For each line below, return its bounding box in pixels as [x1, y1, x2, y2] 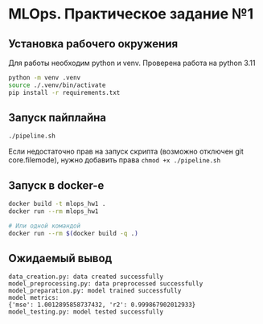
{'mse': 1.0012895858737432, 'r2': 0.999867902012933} [8, 301, 196, 310]
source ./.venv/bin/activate [8, 81, 106, 89]
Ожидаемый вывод [8, 252, 113, 265]
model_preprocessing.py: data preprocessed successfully [8, 280, 203, 288]
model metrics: [8, 294, 60, 302]
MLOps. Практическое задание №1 [8, 5, 254, 23]
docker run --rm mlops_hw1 [8, 207, 99, 215]
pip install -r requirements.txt [8, 88, 121, 96]
